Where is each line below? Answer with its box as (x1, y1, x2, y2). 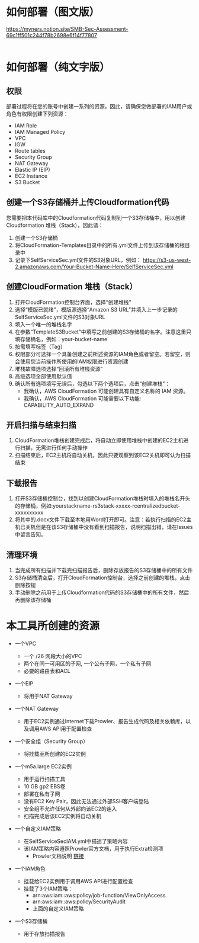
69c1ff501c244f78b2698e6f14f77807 (6, 31, 98, 39)
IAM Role (14, 122, 37, 129)
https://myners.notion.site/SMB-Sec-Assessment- (6, 25, 129, 33)
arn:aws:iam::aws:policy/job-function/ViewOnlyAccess (32, 891, 166, 899)
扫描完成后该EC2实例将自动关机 (23, 812, 102, 819)
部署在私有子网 (23, 790, 60, 797)
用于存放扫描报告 (23, 930, 66, 937)
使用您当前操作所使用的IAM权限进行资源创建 (20, 358, 129, 365)
